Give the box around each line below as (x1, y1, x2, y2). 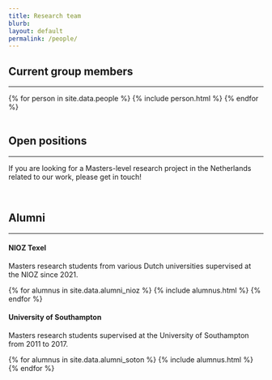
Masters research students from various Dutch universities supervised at (8, 261, 252, 271)
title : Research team (8, 11, 82, 20)
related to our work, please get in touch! (8, 172, 142, 181)
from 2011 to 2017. (8, 339, 69, 349)
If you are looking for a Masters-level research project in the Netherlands (8, 163, 252, 173)
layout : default (8, 27, 63, 35)
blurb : (8, 19, 31, 28)
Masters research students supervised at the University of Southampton (8, 331, 249, 340)
